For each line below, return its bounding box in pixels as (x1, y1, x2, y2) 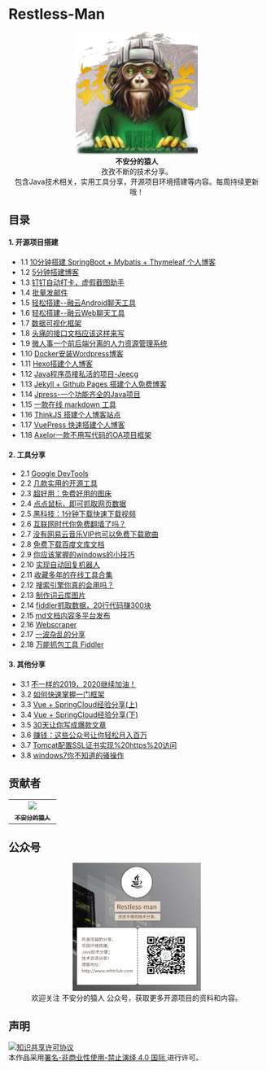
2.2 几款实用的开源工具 (20, 478, 98, 488)
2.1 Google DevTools (20, 469, 90, 478)
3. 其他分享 (8, 660, 46, 670)
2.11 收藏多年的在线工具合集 (20, 570, 113, 579)
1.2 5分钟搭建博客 (20, 267, 80, 277)
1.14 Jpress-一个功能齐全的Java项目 (20, 389, 141, 399)
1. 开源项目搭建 (8, 237, 59, 247)
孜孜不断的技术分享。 (101, 166, 173, 176)
